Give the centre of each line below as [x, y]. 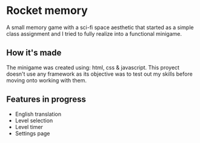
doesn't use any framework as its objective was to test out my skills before [99, 74]
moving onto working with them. [46, 80]
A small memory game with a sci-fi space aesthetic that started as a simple [100, 27]
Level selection [34, 120]
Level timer [29, 127]
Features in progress [46, 100]
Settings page [32, 133]
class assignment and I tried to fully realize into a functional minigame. [94, 33]
